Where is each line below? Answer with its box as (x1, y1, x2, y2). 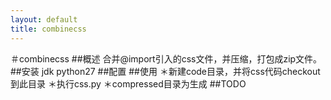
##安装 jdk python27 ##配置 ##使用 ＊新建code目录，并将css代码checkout (10, 65, 321, 77)
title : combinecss (10, 24, 87, 34)
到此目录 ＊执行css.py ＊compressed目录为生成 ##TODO (10, 77, 247, 90)
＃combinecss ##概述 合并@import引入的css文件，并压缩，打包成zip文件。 (10, 52, 323, 65)
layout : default (10, 14, 78, 25)
